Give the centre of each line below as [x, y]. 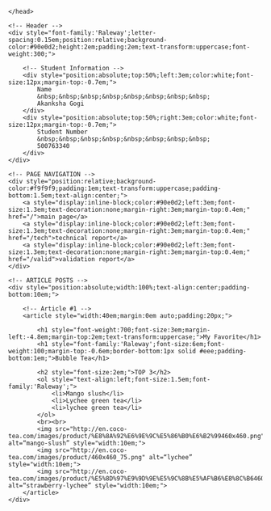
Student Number [62, 132]
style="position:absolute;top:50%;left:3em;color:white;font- [147, 75]
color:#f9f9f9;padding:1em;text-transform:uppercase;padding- [115, 188]
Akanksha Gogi [60, 103]
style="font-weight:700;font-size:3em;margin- [131, 330]
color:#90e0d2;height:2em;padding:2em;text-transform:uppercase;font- [129, 47]
